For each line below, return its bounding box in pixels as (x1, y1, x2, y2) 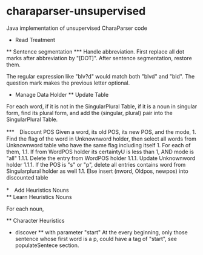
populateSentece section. (15, 242, 79, 249)
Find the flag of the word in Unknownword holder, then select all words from (6, 135, 197, 142)
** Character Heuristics (6, 217, 65, 224)
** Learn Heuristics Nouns (6, 193, 72, 200)
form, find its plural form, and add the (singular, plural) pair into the (6, 109, 173, 116)
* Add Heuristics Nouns (6, 186, 69, 194)
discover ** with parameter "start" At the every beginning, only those (15, 228, 188, 236)
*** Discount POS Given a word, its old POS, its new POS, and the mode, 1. (6, 128, 196, 135)
